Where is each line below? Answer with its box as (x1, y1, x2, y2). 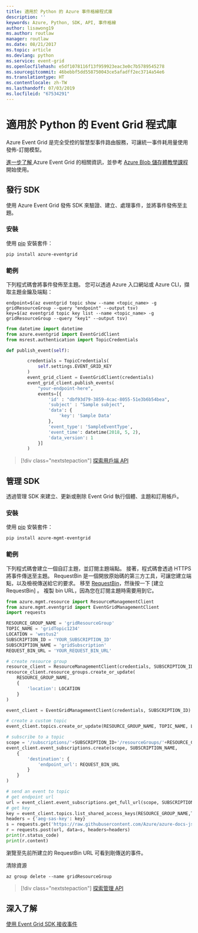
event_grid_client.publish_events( (27, 380, 115, 386)
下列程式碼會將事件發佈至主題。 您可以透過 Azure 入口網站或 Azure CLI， (6, 281, 184, 288)
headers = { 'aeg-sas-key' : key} (6, 816, 85, 822)
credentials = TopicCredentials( (27, 358, 110, 364)
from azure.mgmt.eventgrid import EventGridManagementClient (6, 604, 160, 610)
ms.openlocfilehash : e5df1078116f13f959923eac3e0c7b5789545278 (6, 63, 165, 70)
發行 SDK (6, 185, 40, 195)
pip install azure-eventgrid (6, 251, 78, 257)
